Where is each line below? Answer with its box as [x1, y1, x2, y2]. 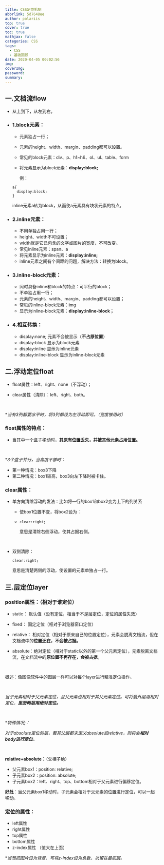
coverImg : [5, 66, 25, 71]
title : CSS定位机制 [5, 7, 42, 12]
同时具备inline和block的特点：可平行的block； [19, 284, 112, 290]
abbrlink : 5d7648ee [5, 12, 45, 17]
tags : [5, 43, 16, 48]
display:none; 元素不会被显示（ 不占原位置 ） [19, 334, 108, 339]
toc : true [5, 30, 25, 35]
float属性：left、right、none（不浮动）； [12, 381, 92, 387]
